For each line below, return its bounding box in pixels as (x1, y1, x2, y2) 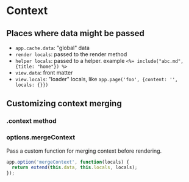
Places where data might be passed (6, 28, 144, 38)
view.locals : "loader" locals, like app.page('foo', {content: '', (15, 76, 178, 82)
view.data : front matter (15, 69, 73, 76)
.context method (6, 117, 57, 125)
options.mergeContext (6, 133, 75, 142)
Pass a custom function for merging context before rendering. (6, 147, 162, 155)
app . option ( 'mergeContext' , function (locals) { (6, 159, 130, 165)
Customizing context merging (6, 98, 122, 109)
